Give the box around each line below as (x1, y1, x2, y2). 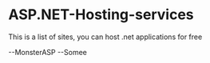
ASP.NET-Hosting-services (8, 6, 194, 24)
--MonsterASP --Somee (8, 47, 88, 57)
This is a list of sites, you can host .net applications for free (8, 32, 203, 41)
